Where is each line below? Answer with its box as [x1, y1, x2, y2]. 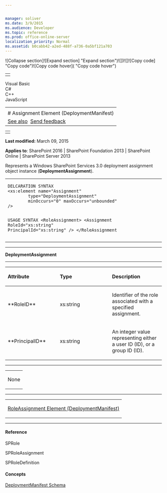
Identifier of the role [112, 291, 159, 298]
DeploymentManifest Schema [5, 482, 66, 488]
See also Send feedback [7, 118, 66, 125]
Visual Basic [5, 80, 30, 86]
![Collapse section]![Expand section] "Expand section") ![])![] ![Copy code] [5, 57, 156, 63]
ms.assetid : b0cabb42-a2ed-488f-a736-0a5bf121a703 [5, 44, 112, 49]
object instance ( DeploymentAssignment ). [5, 168, 94, 174]
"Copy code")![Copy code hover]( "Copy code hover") [5, 63, 117, 69]
